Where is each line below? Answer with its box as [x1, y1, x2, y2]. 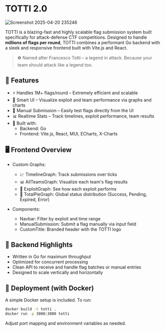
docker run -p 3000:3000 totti [5, 311, 70, 317]
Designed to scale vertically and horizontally [12, 269, 103, 275]
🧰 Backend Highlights [5, 240, 73, 249]
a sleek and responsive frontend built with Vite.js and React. [5, 45, 128, 51]
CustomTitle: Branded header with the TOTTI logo [19, 226, 121, 232]
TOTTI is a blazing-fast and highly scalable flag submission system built [5, 29, 152, 35]
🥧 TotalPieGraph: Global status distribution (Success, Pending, [19, 191, 147, 197]
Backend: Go [19, 125, 46, 132]
